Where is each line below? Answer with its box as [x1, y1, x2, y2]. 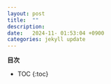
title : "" [7, 17, 39, 24]
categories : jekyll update [7, 36, 86, 43]
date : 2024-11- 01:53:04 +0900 [7, 29, 105, 37]
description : [7, 23, 45, 30]
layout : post [7, 10, 45, 17]
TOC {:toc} [17, 70, 49, 78]
